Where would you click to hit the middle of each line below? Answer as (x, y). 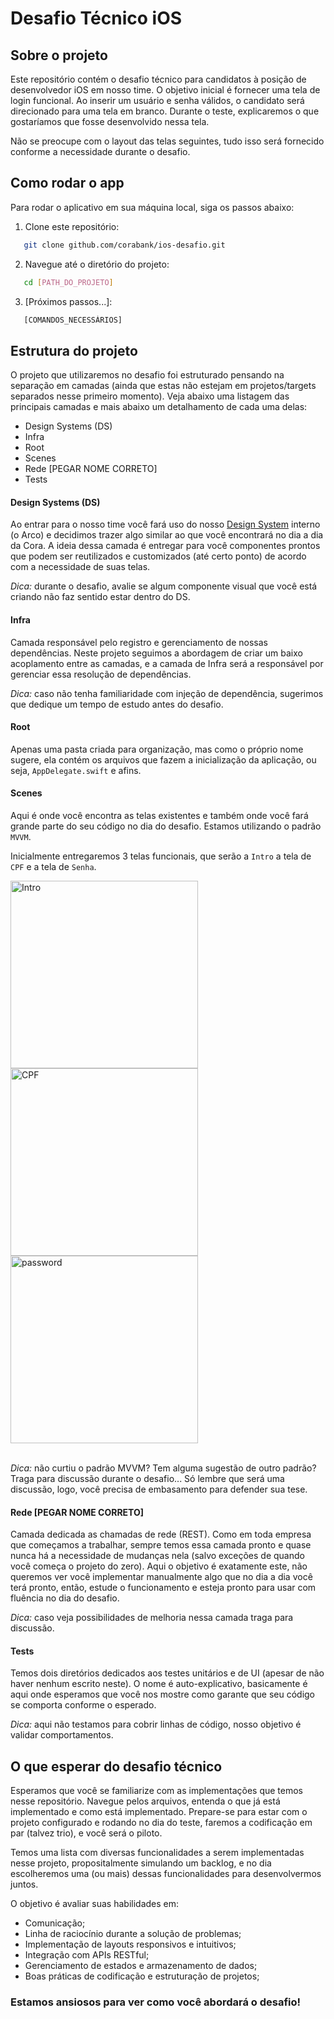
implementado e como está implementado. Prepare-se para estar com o (159, 1812)
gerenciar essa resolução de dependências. (101, 674)
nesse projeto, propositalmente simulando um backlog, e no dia (141, 1863)
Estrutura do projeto (74, 350)
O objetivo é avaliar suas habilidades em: (95, 1904)
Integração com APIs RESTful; (87, 1955)
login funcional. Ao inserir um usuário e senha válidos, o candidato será (157, 100)
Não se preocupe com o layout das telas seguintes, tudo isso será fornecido (167, 141)
